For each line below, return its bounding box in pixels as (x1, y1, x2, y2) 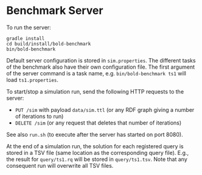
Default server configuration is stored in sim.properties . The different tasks (6, 57, 196, 64)
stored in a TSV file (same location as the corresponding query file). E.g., (6, 149, 189, 156)
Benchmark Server (6, 4, 103, 18)
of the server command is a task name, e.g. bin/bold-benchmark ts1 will (6, 69, 187, 77)
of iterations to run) (15, 112, 64, 120)
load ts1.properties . (6, 76, 59, 83)
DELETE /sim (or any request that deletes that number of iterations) (15, 119, 182, 126)
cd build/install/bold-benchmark (6, 41, 91, 47)
